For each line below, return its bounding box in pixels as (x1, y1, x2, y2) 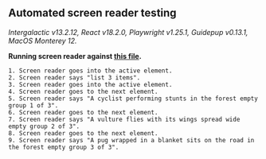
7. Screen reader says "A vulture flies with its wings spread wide (8, 115, 241, 123)
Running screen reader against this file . (8, 51, 142, 60)
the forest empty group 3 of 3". (8, 143, 119, 151)
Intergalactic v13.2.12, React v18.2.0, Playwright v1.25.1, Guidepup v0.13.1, (8, 27, 248, 37)
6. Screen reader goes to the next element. (8, 108, 158, 116)
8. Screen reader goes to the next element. (8, 129, 158, 138)
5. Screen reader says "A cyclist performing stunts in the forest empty (8, 95, 259, 103)
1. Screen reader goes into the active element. (8, 67, 173, 75)
